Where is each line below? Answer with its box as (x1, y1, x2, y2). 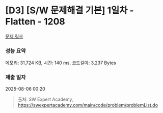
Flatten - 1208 (5, 16, 65, 27)
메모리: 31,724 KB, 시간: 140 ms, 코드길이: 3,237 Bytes (5, 60, 116, 66)
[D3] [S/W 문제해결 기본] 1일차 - (5, 5, 134, 16)
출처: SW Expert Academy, (17, 96, 73, 102)
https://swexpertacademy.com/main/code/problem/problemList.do (17, 102, 158, 108)
